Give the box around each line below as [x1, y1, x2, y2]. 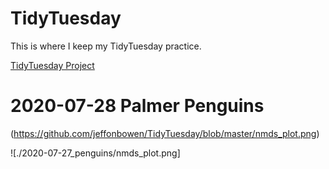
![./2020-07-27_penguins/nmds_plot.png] [10, 147, 181, 159]
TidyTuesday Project [10, 59, 95, 71]
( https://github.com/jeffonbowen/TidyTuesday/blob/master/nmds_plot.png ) [10, 127, 320, 139]
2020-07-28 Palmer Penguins [10, 95, 265, 117]
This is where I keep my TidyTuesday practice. [10, 40, 202, 52]
